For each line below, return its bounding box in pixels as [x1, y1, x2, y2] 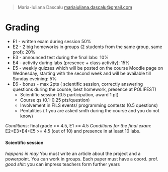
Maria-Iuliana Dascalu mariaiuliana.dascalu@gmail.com [17, 5, 132, 10]
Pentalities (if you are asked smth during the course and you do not [20, 107, 160, 113]
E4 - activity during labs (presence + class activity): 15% [12, 60, 130, 66]
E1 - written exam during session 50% [12, 38, 92, 44]
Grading [5, 22, 40, 33]
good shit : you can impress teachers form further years [5, 161, 120, 167]
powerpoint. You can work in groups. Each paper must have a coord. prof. [5, 156, 158, 162]
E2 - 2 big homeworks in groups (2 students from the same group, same [12, 44, 162, 50]
